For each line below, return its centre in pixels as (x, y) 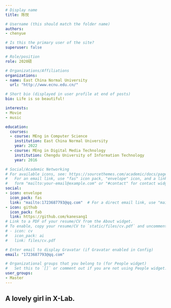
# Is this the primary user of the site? (50, 43)
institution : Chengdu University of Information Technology (79, 155)
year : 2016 (26, 160)
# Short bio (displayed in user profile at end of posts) (68, 94)
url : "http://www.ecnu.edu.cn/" (44, 85)
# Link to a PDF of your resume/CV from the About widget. (69, 222)
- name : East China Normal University (46, 80)
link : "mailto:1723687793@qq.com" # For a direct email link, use (83, 202)
